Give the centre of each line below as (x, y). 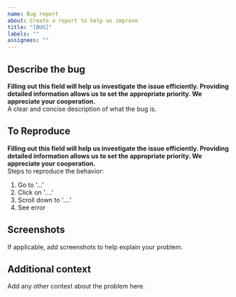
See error (32, 207)
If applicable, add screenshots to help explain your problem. (95, 247)
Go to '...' (31, 185)
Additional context (49, 269)
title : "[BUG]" (30, 27)
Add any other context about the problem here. (76, 286)
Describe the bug (46, 69)
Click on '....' (36, 192)
